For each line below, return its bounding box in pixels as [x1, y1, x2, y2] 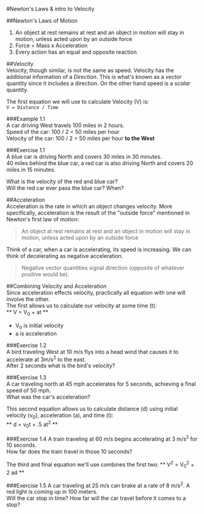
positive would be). [21, 271, 70, 277]
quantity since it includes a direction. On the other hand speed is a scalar [6, 79, 191, 87]
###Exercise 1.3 [6, 374, 47, 381]
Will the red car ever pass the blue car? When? [6, 185, 124, 191]
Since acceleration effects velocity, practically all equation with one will [6, 289, 186, 296]
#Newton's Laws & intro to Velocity [6, 6, 95, 12]
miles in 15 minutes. [6, 166, 56, 173]
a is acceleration [15, 329, 57, 337]
